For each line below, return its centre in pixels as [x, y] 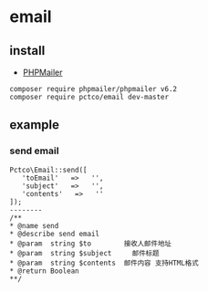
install [27, 51]
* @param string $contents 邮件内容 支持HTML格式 [104, 263]
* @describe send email [55, 234]
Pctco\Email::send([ [49, 170]
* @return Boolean [44, 271]
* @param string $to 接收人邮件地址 [90, 244]
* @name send [34, 225]
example [35, 125]
